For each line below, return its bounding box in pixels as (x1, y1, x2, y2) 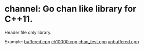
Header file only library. (4, 29, 52, 35)
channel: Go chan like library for (4, 3, 137, 14)
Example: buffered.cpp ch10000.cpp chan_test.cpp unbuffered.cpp (4, 38, 139, 44)
